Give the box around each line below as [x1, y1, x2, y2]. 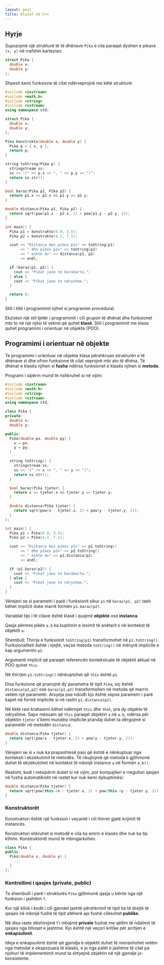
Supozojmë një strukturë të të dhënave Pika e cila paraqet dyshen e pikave [5, 43, 156, 49]
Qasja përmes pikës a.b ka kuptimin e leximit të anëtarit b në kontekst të [5, 623, 150, 628]
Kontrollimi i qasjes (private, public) [5, 879, 92, 886]
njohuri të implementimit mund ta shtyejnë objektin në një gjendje [5, 950, 137, 956]
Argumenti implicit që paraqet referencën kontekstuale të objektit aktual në [5, 657, 156, 663]
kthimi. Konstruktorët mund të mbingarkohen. [5, 836, 96, 842]
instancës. [5, 821, 26, 827]
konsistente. [5, 956, 30, 962]
